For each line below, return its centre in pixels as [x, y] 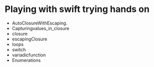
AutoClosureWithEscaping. [40, 23]
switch [19, 49]
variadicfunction [29, 55]
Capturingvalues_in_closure [41, 28]
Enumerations [26, 60]
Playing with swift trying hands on [77, 9]
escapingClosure [30, 39]
